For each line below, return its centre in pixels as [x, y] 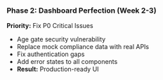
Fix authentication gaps [51, 54]
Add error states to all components [67, 62]
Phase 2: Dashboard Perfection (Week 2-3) [81, 11]
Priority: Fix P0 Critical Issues [50, 26]
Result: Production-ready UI [58, 69]
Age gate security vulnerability [61, 39]
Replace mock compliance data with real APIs [83, 47]
